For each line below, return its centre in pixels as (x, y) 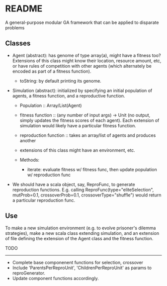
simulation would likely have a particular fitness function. (78, 125)
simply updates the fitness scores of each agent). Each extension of (89, 120)
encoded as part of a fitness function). (52, 71)
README (24, 9)
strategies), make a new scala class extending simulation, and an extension (82, 233)
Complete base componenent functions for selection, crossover (78, 262)
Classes (18, 44)
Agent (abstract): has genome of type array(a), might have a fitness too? (86, 55)
